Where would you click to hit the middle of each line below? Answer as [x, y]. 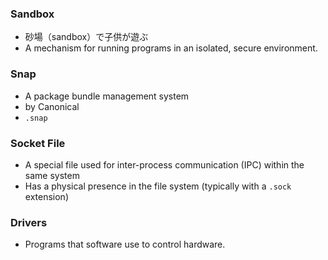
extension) [46, 196]
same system [52, 175]
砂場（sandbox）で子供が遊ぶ [86, 37]
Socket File [38, 143]
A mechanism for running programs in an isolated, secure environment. [171, 48]
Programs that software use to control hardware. [125, 244]
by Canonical [52, 106]
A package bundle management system [107, 96]
